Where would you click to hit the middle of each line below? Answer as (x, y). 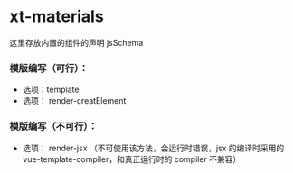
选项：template (51, 90)
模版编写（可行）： (49, 68)
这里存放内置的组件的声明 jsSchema (76, 42)
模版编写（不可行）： (53, 126)
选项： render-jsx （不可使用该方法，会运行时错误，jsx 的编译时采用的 (153, 148)
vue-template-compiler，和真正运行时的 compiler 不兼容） (132, 159)
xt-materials (57, 17)
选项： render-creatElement (74, 101)
